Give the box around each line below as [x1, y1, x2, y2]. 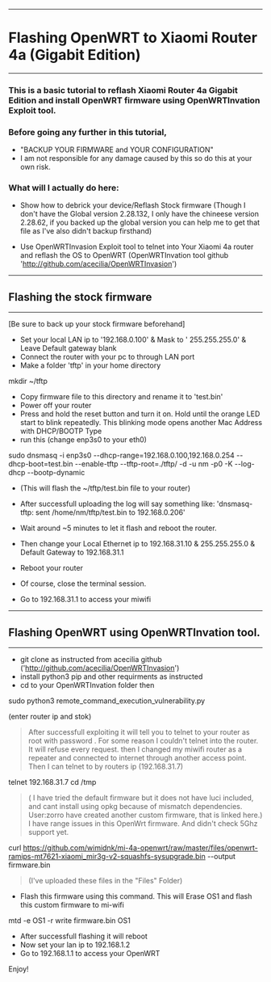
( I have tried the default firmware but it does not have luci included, [27, 793, 254, 803]
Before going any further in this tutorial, [8, 126, 167, 137]
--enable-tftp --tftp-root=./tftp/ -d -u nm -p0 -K [74, 459, 233, 469]
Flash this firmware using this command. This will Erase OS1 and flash [19, 891, 252, 901]
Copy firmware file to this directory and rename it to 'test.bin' [19, 392, 223, 402]
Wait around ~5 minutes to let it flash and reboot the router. [19, 523, 217, 533]
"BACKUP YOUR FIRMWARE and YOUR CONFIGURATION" [19, 145, 214, 154]
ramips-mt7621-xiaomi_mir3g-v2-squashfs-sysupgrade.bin [8, 852, 206, 862]
